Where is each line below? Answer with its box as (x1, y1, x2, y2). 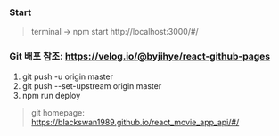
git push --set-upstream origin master (21, 80, 162, 91)
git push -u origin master (21, 71, 114, 82)
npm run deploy (21, 90, 81, 100)
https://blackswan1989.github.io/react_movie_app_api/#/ (30, 116, 240, 127)
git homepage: (30, 107, 85, 117)
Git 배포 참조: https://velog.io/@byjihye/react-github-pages (9, 51, 270, 63)
